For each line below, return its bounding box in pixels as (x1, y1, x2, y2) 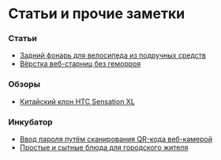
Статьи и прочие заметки (8, 5, 185, 23)
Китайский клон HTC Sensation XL (19, 96, 136, 106)
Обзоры (8, 79, 41, 90)
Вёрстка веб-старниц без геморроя (19, 59, 141, 69)
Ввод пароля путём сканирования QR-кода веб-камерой (19, 135, 213, 144)
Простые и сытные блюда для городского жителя (19, 143, 189, 152)
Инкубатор (8, 116, 53, 127)
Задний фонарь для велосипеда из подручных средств (19, 50, 207, 60)
